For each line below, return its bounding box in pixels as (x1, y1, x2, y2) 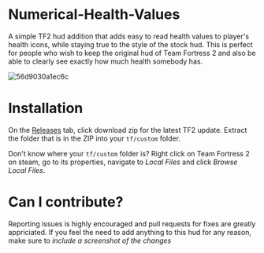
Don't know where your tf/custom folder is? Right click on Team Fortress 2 (8, 148, 250, 158)
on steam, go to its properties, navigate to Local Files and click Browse (8, 157, 238, 167)
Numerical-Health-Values (8, 5, 180, 24)
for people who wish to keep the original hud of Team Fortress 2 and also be (8, 48, 256, 57)
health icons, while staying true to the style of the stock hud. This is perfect (8, 39, 254, 49)
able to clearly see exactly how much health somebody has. (8, 57, 203, 66)
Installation (8, 100, 84, 117)
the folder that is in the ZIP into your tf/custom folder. (8, 134, 181, 143)
